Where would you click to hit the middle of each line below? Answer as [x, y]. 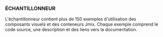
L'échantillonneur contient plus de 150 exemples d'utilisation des [71, 19]
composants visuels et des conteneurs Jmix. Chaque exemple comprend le [82, 24]
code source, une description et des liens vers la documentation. [71, 30]
